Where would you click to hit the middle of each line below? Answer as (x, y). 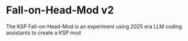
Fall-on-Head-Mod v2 (60, 10)
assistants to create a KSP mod (43, 32)
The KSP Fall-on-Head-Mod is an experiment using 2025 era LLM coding (94, 26)
